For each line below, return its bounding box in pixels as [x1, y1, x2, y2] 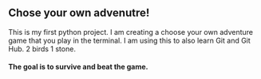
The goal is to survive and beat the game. [8, 62, 148, 72]
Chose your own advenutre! [8, 6, 150, 20]
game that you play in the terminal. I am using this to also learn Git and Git [8, 36, 251, 45]
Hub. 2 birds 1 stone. [8, 43, 76, 54]
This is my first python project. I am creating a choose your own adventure [8, 27, 254, 36]
